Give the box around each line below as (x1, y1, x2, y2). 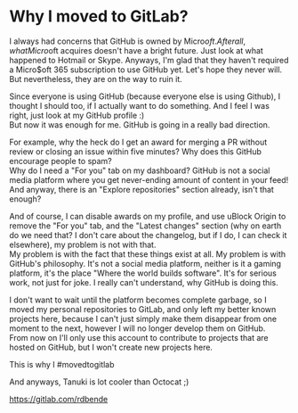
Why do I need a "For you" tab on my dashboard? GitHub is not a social (9, 165, 270, 176)
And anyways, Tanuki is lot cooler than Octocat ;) (9, 376, 189, 387)
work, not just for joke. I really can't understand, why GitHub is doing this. (9, 277, 278, 287)
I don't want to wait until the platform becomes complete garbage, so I (9, 294, 267, 305)
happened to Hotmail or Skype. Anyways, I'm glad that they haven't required (9, 54, 289, 65)
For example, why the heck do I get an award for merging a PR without (9, 136, 268, 147)
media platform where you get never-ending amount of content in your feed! (9, 174, 289, 185)
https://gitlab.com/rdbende (9, 393, 109, 404)
